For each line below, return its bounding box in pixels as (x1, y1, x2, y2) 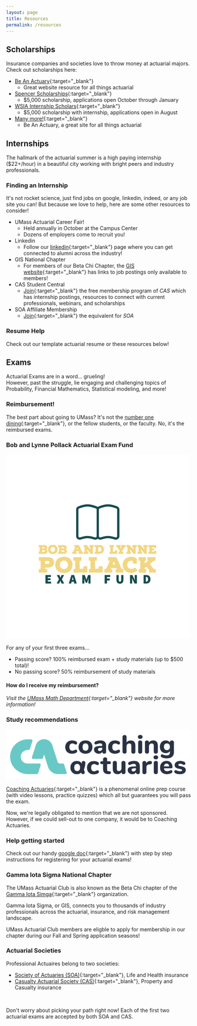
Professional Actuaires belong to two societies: (6, 960, 120, 967)
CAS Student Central (14, 281, 65, 288)
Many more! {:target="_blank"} (14, 115, 88, 122)
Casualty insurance (14, 984, 62, 991)
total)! (14, 662, 29, 669)
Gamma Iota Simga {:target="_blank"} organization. (6, 890, 129, 897)
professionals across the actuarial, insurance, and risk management (6, 908, 170, 915)
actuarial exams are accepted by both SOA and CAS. (6, 1012, 134, 1020)
